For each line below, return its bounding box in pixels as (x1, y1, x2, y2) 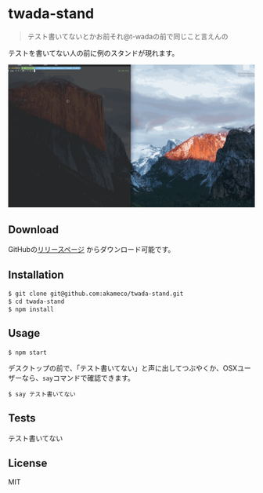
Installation (8, 268, 64, 281)
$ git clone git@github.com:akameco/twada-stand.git (8, 290, 184, 298)
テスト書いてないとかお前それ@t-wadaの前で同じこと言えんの (27, 31, 229, 41)
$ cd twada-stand (8, 298, 65, 305)
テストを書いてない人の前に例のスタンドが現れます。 (8, 48, 179, 57)
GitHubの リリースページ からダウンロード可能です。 (8, 245, 175, 254)
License (8, 456, 48, 469)
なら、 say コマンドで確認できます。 (21, 373, 135, 382)
